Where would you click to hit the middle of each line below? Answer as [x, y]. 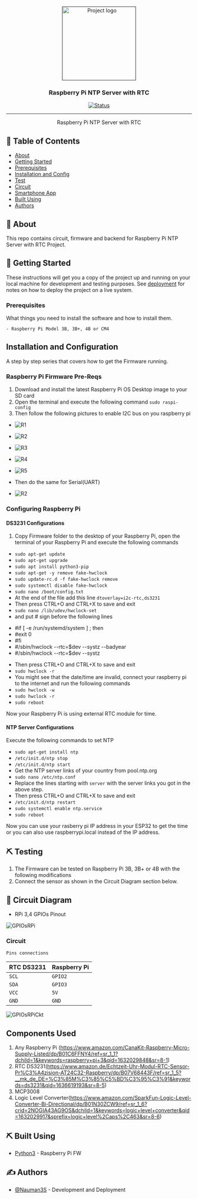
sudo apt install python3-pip [52, 567]
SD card [24, 396]
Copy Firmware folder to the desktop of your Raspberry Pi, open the [97, 536]
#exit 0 [23, 634]
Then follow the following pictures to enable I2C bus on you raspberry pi [103, 414]
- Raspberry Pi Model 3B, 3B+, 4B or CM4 [58, 329]
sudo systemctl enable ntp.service [58, 809]
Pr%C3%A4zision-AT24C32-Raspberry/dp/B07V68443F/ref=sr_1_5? [98, 1073]
